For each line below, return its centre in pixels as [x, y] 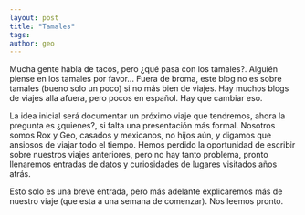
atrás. [20, 174]
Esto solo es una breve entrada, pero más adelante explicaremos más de [146, 191]
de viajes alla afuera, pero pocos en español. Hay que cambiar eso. [136, 98]
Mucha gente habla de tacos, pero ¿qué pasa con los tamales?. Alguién [144, 69]
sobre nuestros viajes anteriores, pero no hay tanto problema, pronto [139, 155]
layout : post [34, 18]
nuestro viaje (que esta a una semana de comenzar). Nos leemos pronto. [147, 201]
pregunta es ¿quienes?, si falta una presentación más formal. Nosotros [142, 126]
